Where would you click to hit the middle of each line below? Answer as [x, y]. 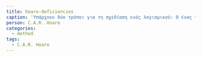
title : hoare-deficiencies [40, 12]
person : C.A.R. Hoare [33, 23]
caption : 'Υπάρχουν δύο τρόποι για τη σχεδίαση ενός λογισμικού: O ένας [99, 17]
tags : [13, 39]
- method [23, 34]
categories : [21, 28]
